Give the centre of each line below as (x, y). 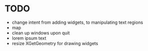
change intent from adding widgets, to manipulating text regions (77, 22)
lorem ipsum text (29, 38)
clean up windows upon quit (41, 33)
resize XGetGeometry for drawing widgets (55, 43)
